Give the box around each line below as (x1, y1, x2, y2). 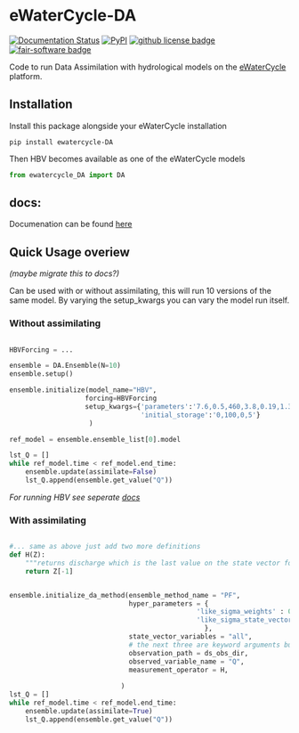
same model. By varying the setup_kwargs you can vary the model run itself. (9, 295, 290, 305)
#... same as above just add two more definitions (9, 542, 201, 551)
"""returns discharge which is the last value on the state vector (25, 558, 280, 567)
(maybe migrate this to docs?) (9, 268, 120, 279)
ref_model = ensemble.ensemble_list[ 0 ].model (9, 435, 181, 444)
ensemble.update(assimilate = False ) (25, 468, 158, 476)
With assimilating (9, 514, 86, 526)
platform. (9, 70, 43, 81)
